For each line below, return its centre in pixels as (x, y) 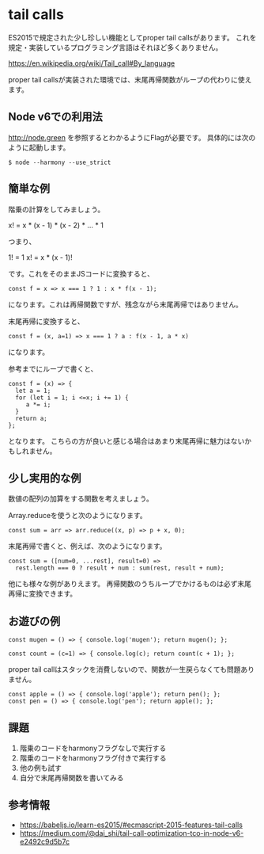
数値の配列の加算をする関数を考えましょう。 (81, 499)
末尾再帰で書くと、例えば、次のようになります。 (88, 546)
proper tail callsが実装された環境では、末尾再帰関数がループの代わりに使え (130, 79)
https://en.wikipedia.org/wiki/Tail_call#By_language (92, 63)
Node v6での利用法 (55, 117)
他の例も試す (40, 768)
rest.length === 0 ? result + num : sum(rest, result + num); (120, 568)
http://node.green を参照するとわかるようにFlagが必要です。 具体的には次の (132, 137)
